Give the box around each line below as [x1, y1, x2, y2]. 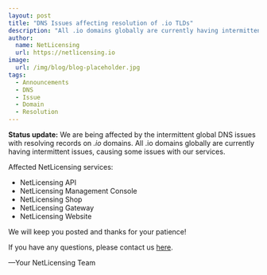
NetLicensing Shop [19, 194, 83, 204]
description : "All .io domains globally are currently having [8, 26, 219, 34]
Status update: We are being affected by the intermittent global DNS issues [8, 130, 256, 139]
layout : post [8, 11, 52, 20]
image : [8, 57, 30, 65]
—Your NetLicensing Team [8, 258, 96, 267]
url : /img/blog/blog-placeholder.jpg [15, 64, 141, 72]
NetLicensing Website [19, 212, 92, 221]
